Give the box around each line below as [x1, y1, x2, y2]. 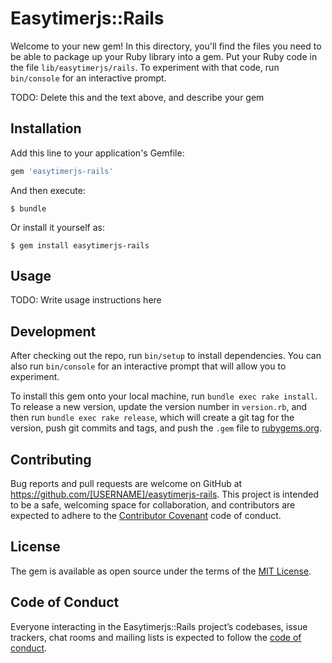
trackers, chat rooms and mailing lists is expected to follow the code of [10, 631, 302, 643]
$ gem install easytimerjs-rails [10, 240, 150, 251]
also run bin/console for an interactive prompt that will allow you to [10, 360, 287, 372]
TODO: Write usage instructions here [10, 294, 162, 306]
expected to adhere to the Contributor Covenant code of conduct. [10, 510, 282, 522]
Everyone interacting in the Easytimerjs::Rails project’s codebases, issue [10, 620, 308, 632]
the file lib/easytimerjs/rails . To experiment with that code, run [10, 61, 280, 73]
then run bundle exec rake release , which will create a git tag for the [10, 412, 295, 424]
